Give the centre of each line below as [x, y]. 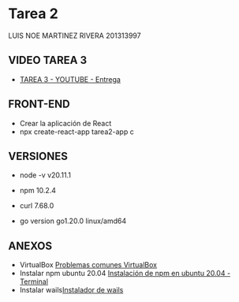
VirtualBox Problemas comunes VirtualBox [88, 265]
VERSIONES [38, 156]
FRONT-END [39, 104]
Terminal [34, 281]
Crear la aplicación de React [65, 123]
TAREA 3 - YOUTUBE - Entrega [70, 79]
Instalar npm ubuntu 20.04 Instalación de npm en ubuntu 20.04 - [125, 274]
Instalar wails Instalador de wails [71, 290]
